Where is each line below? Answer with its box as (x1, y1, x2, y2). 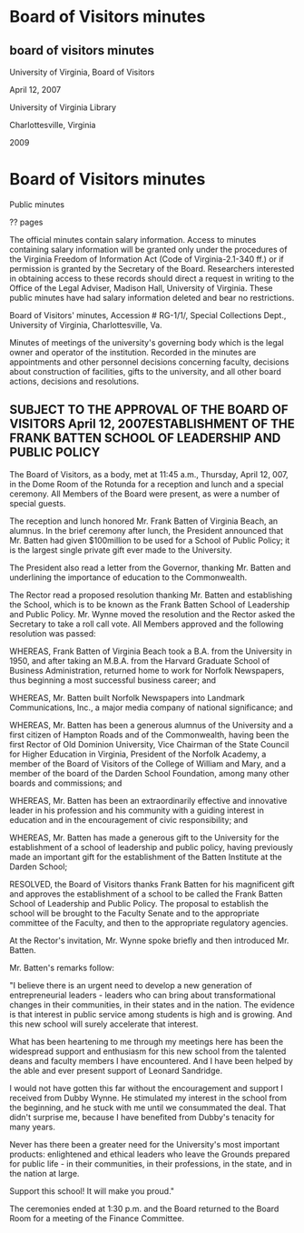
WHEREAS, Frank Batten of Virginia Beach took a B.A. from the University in (9, 646, 292, 657)
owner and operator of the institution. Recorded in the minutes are (9, 346, 257, 357)
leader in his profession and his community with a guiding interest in (9, 805, 265, 816)
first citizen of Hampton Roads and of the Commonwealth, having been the (9, 729, 289, 740)
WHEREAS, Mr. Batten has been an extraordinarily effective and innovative (9, 795, 288, 806)
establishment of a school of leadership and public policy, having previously (9, 841, 293, 852)
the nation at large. (9, 1168, 80, 1178)
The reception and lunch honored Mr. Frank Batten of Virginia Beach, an (9, 516, 279, 526)
